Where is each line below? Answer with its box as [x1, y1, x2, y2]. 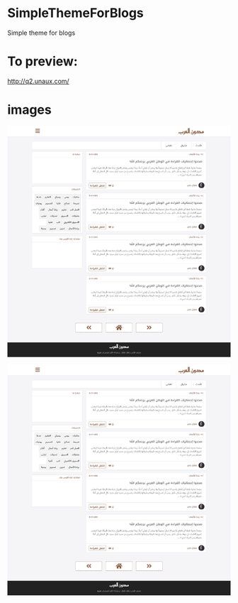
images [7, 102, 52, 118]
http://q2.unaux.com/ [7, 77, 69, 85]
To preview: [7, 53, 78, 70]
